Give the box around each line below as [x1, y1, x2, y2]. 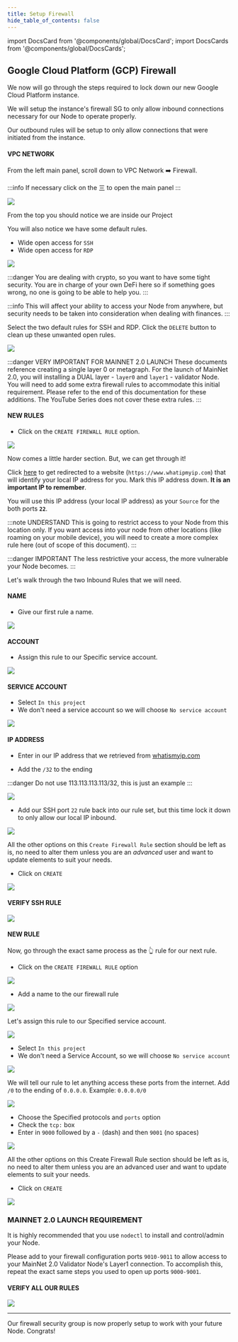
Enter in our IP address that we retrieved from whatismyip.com [17, 751, 200, 760]
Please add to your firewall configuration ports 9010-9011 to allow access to [7, 1253, 227, 1261]
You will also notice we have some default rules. [7, 224, 147, 233]
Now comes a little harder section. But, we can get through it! [7, 454, 186, 462]
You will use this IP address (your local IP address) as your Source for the [7, 497, 220, 505]
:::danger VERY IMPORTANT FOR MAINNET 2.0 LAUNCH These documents [7, 357, 228, 366]
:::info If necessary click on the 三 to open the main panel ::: [7, 183, 181, 192]
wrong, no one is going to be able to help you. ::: [7, 288, 149, 296]
